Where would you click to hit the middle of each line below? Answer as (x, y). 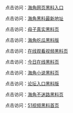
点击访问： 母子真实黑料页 (32, 29)
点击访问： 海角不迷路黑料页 (34, 94)
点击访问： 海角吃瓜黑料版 (32, 40)
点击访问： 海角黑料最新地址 (34, 18)
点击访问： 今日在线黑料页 (32, 62)
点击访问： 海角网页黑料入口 (34, 7)
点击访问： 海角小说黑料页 (32, 73)
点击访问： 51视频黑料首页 (32, 105)
